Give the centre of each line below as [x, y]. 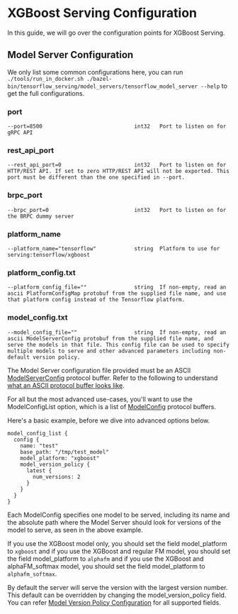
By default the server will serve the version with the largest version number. [118, 587]
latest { [39, 470]
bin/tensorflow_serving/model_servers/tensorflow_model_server [103, 86]
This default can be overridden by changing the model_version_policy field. [117, 595]
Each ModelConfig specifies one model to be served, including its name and [119, 515]
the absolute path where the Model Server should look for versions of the [114, 522]
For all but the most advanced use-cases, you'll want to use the [100, 399]
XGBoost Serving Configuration [102, 13]
